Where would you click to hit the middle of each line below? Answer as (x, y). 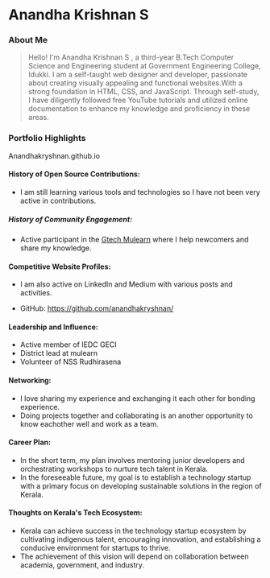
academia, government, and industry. (82, 564)
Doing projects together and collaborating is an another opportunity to (137, 415)
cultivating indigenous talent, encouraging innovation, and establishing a (140, 539)
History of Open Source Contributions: (75, 174)
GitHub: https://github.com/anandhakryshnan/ (97, 308)
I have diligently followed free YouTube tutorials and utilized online (138, 100)
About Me (28, 40)
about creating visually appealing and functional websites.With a (135, 83)
